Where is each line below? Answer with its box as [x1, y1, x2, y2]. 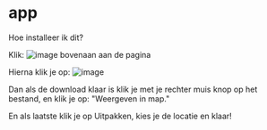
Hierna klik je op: [8, 66, 71, 77]
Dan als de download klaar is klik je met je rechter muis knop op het [8, 84, 258, 94]
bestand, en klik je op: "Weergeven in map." [8, 93, 170, 104]
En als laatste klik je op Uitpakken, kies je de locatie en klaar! [8, 110, 232, 121]
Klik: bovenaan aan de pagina [8, 49, 151, 60]
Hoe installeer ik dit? [8, 32, 84, 43]
